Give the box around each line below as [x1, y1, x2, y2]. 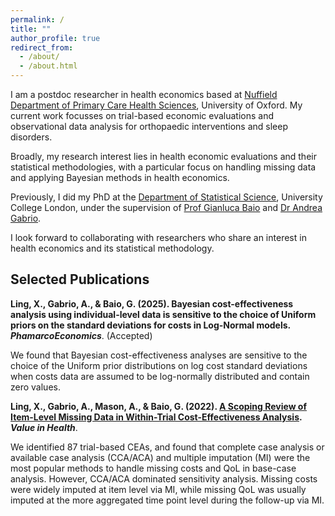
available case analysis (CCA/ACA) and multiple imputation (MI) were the [10, 451, 311, 463]
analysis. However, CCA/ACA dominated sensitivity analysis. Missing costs [10, 472, 318, 485]
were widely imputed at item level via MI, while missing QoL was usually [10, 483, 307, 495]
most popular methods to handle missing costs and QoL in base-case [10, 462, 297, 474]
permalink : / [10, 14, 65, 25]
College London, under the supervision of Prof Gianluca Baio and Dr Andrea [10, 202, 323, 213]
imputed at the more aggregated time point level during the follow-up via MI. [10, 494, 325, 506]
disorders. [10, 131, 53, 143]
